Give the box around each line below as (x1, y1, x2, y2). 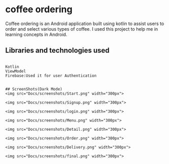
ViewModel (5, 68, 26, 74)
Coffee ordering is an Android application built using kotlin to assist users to (5, 20, 164, 27)
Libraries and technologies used (5, 46, 110, 55)
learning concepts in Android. (5, 31, 68, 37)
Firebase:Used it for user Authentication (5, 73, 97, 78)
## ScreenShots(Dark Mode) (5, 86, 63, 91)
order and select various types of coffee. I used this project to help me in (5, 26, 158, 32)
